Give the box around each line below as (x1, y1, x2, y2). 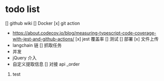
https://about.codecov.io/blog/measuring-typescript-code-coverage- (12, 30, 156, 36)
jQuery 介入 (12, 54, 37, 61)
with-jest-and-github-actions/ (12, 36, 74, 42)
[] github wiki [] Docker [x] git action (5, 20, 80, 26)
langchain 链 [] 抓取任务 (12, 42, 62, 48)
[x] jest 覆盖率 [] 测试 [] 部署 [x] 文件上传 (75, 36, 159, 42)
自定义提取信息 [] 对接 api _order (12, 61, 80, 67)
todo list (5, 4, 40, 15)
